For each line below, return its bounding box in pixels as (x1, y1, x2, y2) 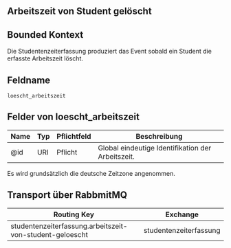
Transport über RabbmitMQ (7, 189, 128, 201)
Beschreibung (135, 131, 183, 141)
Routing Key (53, 210, 95, 219)
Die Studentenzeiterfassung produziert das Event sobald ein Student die (7, 47, 212, 56)
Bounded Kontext (7, 29, 84, 41)
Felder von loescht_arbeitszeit (7, 111, 140, 123)
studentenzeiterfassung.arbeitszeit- (10, 221, 128, 231)
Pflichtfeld (56, 131, 91, 141)
